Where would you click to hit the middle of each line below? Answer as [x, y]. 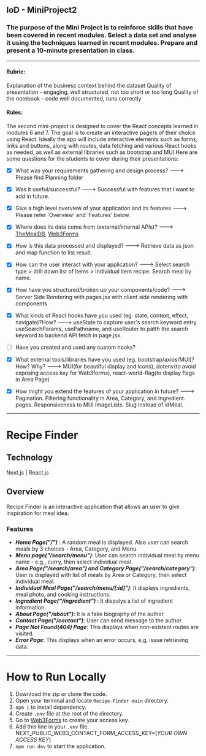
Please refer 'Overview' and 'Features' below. [73, 215]
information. [30, 607]
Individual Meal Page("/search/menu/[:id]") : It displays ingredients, [102, 587]
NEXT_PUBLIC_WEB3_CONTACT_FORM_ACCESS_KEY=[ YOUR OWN [101, 733]
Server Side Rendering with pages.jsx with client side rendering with [101, 297]
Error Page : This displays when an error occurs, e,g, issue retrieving [101, 640]
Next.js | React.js [28, 472]
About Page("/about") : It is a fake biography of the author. [90, 614]
